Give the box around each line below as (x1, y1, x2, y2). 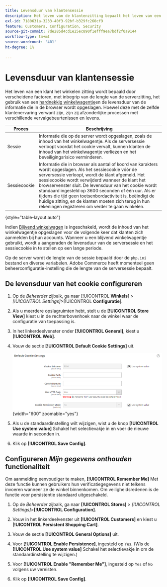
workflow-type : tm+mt (5, 34, 50, 39)
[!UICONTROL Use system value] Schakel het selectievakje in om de (12, 546, 154, 552)
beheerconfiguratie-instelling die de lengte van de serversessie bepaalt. (5, 265, 153, 271)
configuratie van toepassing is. (12, 318, 76, 324)
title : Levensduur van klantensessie (5, 8, 83, 13)
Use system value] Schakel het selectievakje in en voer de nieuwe (12, 425, 149, 431)
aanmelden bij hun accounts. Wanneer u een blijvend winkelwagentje (5, 235, 147, 241)
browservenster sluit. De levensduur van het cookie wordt (39, 182, 157, 188)
